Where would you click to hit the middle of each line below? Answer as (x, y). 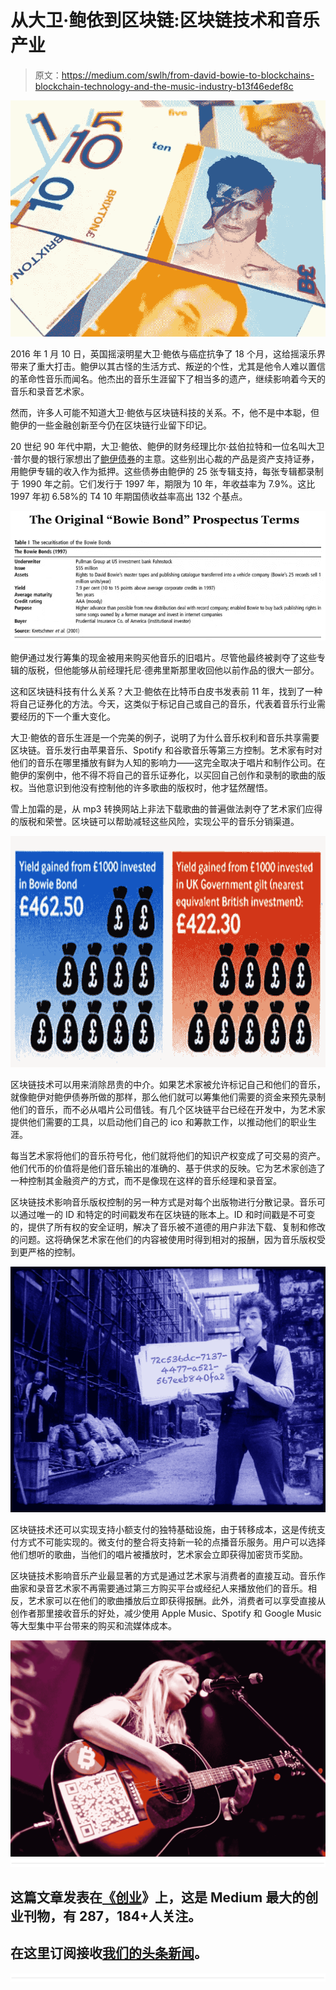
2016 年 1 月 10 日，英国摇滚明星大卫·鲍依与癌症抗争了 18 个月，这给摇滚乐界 (168, 353)
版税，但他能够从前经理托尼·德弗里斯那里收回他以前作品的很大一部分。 (173, 670)
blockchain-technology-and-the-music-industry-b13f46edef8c (164, 86)
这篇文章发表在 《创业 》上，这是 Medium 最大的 (158, 1897)
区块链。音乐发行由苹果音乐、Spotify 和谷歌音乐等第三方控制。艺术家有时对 (166, 750)
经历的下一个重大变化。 (67, 716)
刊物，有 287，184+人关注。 (112, 1916)
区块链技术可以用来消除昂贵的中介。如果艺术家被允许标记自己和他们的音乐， (168, 1085)
